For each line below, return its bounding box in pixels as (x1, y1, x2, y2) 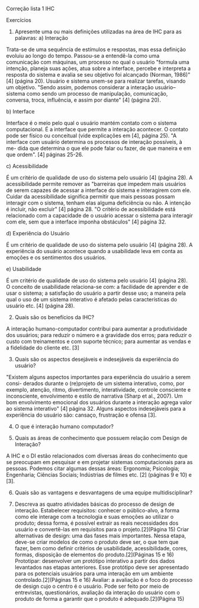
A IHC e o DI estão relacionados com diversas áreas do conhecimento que (6, 452, 188, 459)
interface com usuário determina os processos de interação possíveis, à (6, 138, 182, 145)
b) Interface (6, 108, 35, 115)
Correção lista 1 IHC (6, 5, 55, 12)
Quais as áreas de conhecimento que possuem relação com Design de (14, 434, 188, 442)
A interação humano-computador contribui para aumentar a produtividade (6, 325, 188, 332)
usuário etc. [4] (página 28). (6, 303, 75, 309)
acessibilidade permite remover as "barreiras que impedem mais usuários (6, 181, 187, 187)
